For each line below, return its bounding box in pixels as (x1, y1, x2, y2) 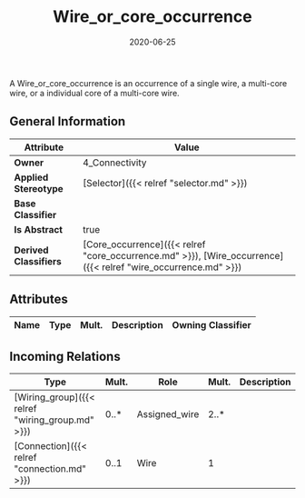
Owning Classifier (172, 318, 251, 331)
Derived (14, 244, 49, 256)
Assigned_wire (136, 408, 200, 421)
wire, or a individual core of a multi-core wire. (9, 87, 180, 98)
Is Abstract (14, 223, 64, 235)
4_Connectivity (83, 156, 147, 169)
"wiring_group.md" (14, 413, 95, 426)
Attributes (9, 292, 68, 307)
